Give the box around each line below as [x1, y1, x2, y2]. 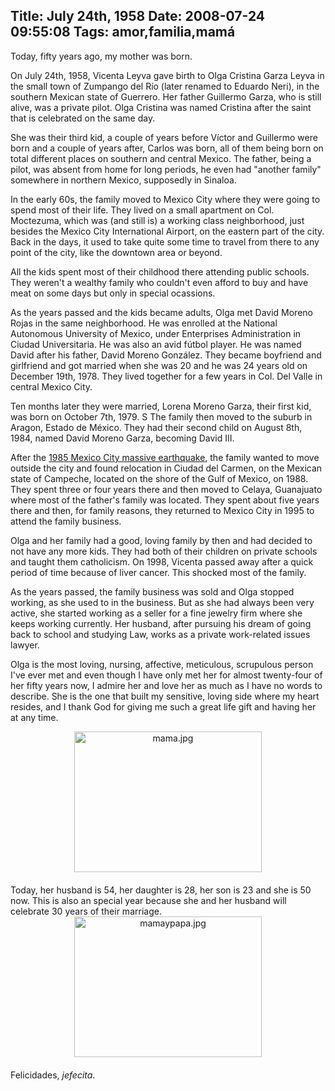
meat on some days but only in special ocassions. [10, 287, 216, 299]
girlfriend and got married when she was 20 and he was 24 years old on [10, 359, 308, 371]
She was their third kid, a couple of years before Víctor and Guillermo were [10, 131, 318, 143]
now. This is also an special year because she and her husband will [10, 894, 287, 906]
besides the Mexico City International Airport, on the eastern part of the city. [10, 225, 325, 237]
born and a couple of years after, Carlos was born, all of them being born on [10, 142, 324, 154]
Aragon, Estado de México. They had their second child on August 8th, [10, 421, 303, 433]
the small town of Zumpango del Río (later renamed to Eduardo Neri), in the [10, 80, 320, 92]
